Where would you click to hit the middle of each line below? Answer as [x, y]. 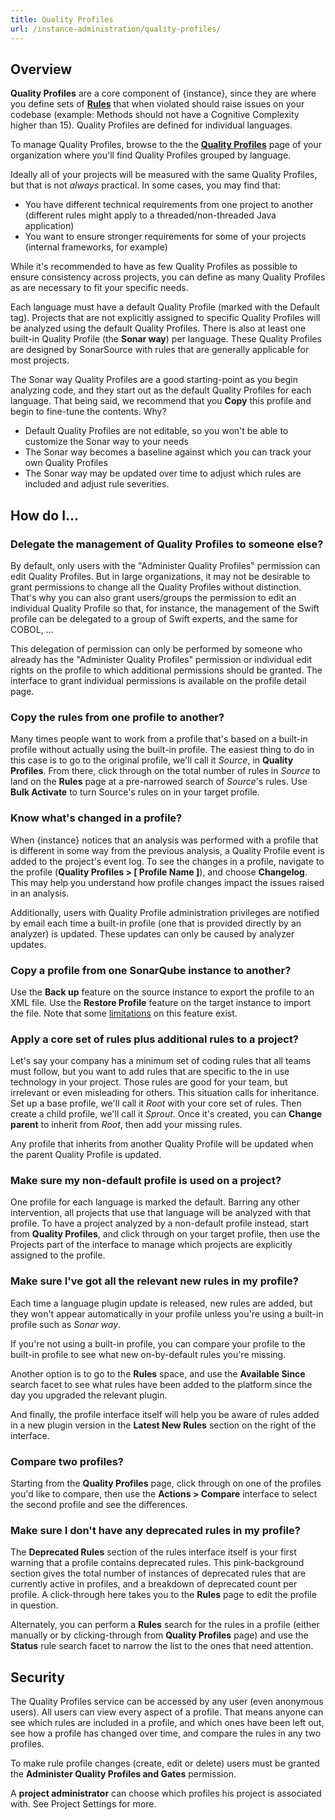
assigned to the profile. [58, 1255]
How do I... [45, 515]
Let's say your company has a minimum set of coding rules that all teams [161, 1061]
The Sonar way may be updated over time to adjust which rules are [163, 473]
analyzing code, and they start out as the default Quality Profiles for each [161, 390]
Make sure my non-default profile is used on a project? [146, 1181]
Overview [41, 69]
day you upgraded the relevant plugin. [89, 1395]
